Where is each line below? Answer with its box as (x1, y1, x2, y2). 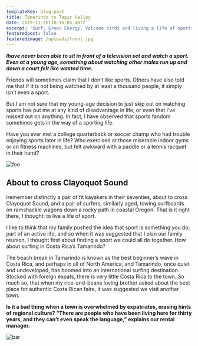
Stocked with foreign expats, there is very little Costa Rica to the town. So (6, 273, 184, 280)
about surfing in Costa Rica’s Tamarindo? (6, 243, 106, 250)
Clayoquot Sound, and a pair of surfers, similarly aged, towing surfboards (6, 200, 184, 207)
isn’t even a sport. (6, 89, 50, 96)
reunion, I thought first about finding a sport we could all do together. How (6, 236, 186, 243)
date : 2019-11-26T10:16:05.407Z (6, 19, 85, 25)
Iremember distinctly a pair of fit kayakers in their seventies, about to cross (6, 193, 188, 201)
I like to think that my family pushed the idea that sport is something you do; (6, 224, 190, 231)
